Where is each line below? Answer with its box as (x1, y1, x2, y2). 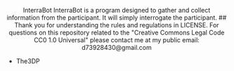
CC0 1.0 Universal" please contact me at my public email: (33, 36, 200, 44)
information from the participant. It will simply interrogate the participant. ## (6, 13, 227, 22)
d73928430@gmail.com (82, 44, 152, 51)
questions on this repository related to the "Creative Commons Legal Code (8, 28, 225, 37)
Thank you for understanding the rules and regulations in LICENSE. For (14, 21, 219, 29)
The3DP (15, 57, 40, 65)
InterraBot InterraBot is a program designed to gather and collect (22, 6, 211, 14)
